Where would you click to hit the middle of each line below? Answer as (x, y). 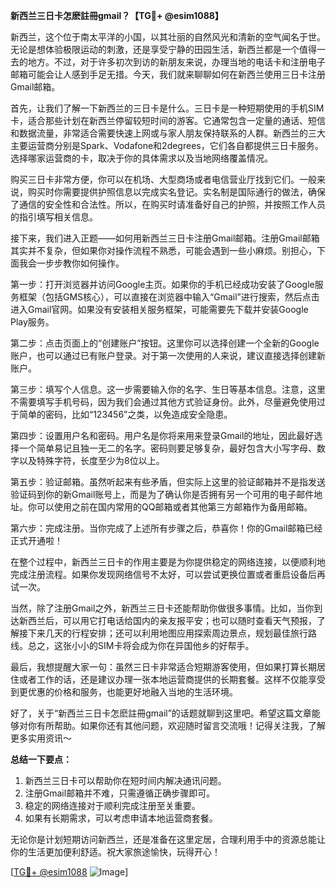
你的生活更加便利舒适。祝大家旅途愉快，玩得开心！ (115, 852)
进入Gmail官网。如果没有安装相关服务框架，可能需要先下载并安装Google (159, 309)
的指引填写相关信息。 (54, 217)
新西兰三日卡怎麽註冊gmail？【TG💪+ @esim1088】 (117, 15)
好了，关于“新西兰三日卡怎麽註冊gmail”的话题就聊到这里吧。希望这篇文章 (161, 713)
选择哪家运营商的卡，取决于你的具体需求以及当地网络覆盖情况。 (141, 158)
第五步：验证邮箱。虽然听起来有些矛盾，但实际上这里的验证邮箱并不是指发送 (168, 482)
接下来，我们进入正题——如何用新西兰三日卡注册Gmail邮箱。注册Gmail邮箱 (165, 238)
